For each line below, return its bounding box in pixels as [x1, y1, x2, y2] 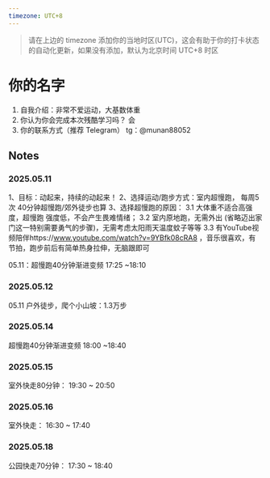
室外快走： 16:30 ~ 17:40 [8, 421, 91, 430]
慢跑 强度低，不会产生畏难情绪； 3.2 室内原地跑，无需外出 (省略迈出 [29, 213, 255, 222]
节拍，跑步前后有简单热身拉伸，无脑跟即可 [8, 243, 150, 253]
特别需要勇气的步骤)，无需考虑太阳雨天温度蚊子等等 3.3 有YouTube [29, 223, 252, 233]
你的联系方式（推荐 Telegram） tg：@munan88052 [19, 125, 191, 134]
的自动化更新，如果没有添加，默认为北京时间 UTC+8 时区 [27, 45, 219, 55]
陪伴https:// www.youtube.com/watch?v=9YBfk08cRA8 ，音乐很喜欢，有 [15, 233, 256, 243]
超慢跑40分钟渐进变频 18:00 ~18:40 [8, 341, 127, 350]
